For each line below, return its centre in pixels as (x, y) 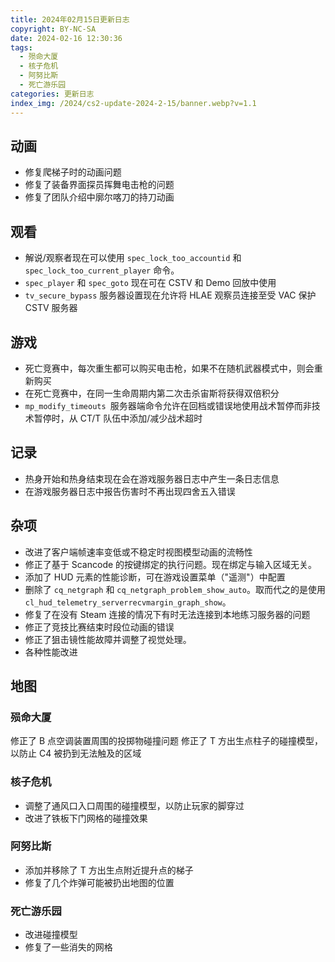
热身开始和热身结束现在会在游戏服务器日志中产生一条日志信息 (152, 478)
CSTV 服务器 (51, 308)
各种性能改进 (51, 652)
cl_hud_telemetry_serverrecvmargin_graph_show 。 (128, 602)
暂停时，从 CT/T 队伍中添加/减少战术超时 (118, 418)
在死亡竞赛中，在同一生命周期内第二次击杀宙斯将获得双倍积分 (152, 393)
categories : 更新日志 (52, 94)
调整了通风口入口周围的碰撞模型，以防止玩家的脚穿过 (134, 805)
